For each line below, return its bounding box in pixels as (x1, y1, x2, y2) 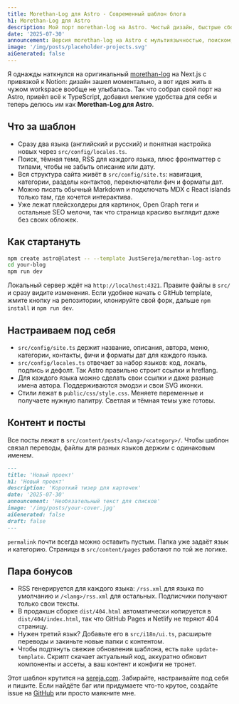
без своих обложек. (17, 215, 78, 224)
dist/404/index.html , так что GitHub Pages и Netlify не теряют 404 (17, 614, 219, 623)
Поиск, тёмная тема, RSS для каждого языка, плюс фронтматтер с (17, 155, 221, 163)
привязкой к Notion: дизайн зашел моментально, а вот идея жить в (7, 77, 212, 86)
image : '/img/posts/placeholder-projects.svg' (7, 43, 148, 51)
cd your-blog (7, 262, 46, 269)
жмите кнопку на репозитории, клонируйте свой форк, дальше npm (7, 296, 211, 305)
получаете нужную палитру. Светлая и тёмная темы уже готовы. (17, 396, 216, 405)
